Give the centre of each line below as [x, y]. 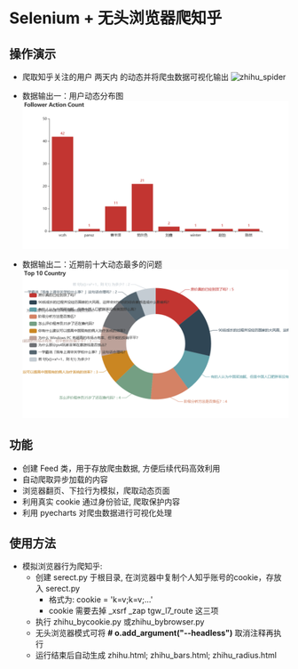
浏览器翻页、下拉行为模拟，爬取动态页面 [96, 490]
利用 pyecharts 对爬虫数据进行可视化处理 [97, 512]
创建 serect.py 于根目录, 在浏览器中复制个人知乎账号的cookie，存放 [158, 577]
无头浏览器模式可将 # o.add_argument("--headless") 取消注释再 [154, 633]
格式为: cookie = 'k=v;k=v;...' [101, 600]
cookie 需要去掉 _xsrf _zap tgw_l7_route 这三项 [133, 611]
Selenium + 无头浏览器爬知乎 [116, 18]
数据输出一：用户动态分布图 [73, 96]
